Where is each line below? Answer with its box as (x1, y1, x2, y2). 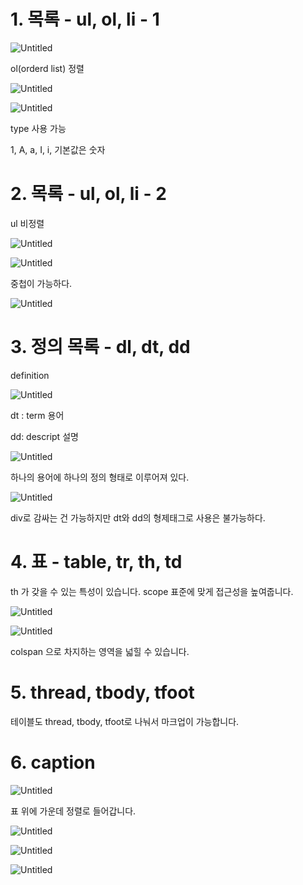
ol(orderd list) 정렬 (10, 62, 85, 74)
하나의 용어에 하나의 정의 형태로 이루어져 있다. (10, 471, 190, 483)
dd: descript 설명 (10, 430, 79, 442)
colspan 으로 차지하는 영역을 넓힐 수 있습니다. (10, 645, 190, 657)
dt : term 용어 (10, 409, 65, 421)
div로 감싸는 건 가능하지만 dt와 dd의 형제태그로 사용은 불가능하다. (10, 511, 266, 524)
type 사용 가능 (10, 122, 67, 134)
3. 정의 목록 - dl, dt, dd (10, 336, 191, 359)
